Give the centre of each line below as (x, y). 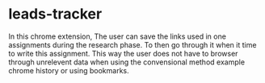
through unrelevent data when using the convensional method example (126, 62)
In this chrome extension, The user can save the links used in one (117, 36)
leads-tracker (55, 14)
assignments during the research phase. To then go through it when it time (132, 44)
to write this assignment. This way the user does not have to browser (123, 53)
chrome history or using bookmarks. (69, 70)
